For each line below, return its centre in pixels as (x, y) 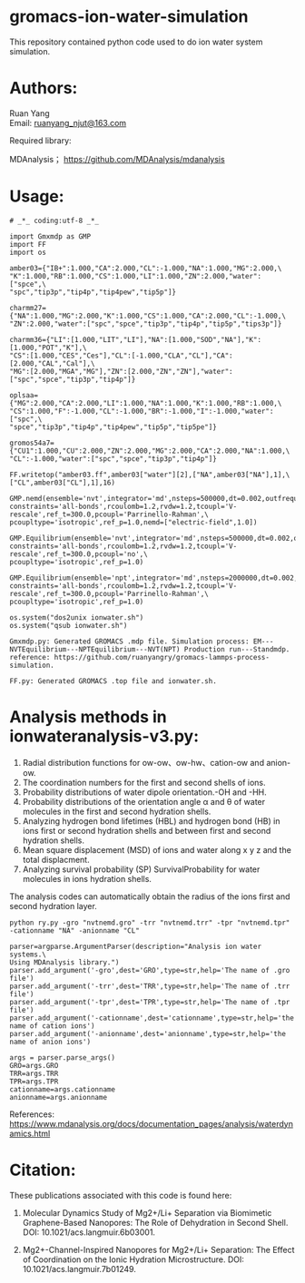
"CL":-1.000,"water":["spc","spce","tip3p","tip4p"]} (113, 459)
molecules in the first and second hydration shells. (117, 811)
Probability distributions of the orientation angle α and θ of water (144, 801)
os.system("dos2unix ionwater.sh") (77, 617)
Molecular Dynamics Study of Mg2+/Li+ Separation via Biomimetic (147, 1212)
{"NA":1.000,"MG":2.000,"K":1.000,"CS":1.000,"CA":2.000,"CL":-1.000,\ (148, 316)
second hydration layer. (53, 906)
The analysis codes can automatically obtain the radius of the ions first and (150, 896)
